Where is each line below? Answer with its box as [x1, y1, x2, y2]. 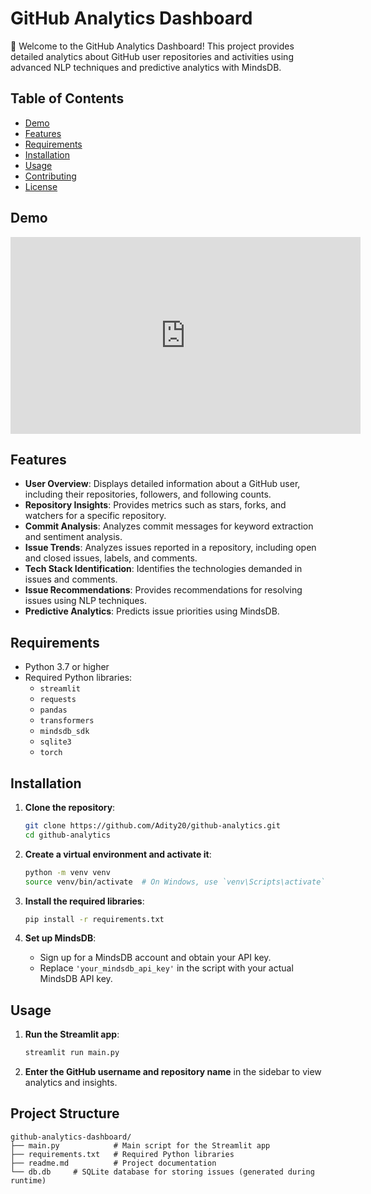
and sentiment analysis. [24, 531, 123, 543]
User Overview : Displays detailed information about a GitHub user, [24, 478, 301, 490]
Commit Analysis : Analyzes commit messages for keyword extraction [24, 520, 314, 532]
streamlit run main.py [24, 1048, 120, 1058]
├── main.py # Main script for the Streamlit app [10, 1140, 271, 1151]
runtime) [10, 1175, 47, 1186]
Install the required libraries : [24, 895, 145, 907]
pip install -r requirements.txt [24, 914, 165, 924]
